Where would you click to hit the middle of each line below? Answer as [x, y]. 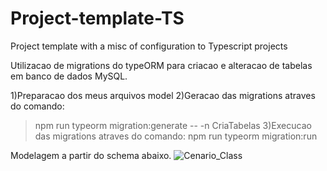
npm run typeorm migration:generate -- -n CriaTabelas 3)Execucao [173, 125]
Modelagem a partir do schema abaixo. [91, 155]
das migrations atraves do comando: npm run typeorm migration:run [176, 136]
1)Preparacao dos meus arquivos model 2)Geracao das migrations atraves [163, 95]
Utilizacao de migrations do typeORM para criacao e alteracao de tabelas [161, 65]
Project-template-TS [97, 18]
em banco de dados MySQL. [69, 76]
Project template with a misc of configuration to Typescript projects [149, 46]
